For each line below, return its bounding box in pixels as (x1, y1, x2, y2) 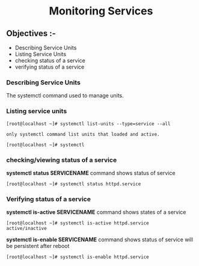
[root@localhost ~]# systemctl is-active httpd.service (6, 220, 149, 226)
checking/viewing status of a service (6, 155, 117, 164)
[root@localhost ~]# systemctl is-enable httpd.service (6, 254, 149, 260)
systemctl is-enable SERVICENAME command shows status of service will (6, 236, 194, 243)
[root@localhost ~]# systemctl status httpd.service (6, 181, 141, 187)
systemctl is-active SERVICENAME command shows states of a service (6, 209, 186, 216)
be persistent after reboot (6, 243, 70, 250)
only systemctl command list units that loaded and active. (6, 131, 161, 137)
